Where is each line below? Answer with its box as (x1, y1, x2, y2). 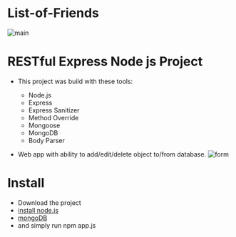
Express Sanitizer (28, 105, 80, 115)
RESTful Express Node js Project (7, 53, 203, 70)
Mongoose (28, 121, 61, 130)
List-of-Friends (7, 5, 100, 21)
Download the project (17, 198, 82, 207)
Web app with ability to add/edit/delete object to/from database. (17, 149, 207, 158)
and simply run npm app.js (17, 221, 96, 229)
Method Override (28, 113, 79, 122)
